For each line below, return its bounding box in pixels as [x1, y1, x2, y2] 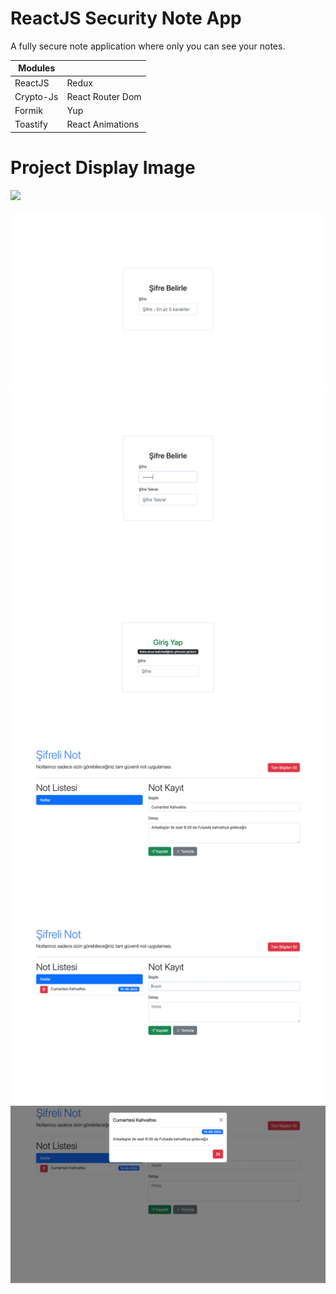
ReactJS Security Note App [10, 7, 242, 30]
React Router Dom [66, 90, 142, 102]
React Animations [66, 118, 140, 131]
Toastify [14, 118, 48, 131]
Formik [14, 105, 43, 117]
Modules [18, 62, 56, 74]
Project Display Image [10, 157, 196, 179]
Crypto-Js [14, 90, 59, 102]
